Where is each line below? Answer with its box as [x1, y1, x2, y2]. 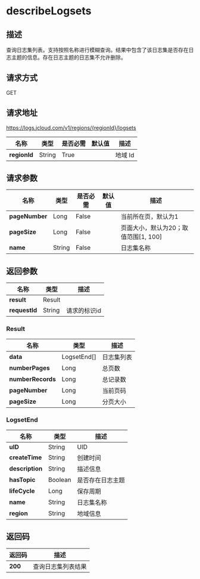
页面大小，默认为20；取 [120, 224, 189, 232]
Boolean [48, 475, 71, 484]
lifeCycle [9, 487, 35, 495]
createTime [9, 453, 42, 462]
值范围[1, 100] [120, 233, 162, 241]
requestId [9, 306, 37, 314]
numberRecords [9, 374, 57, 383]
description [9, 464, 43, 472]
